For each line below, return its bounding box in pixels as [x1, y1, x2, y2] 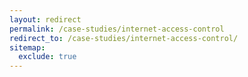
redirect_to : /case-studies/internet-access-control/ [9, 33, 239, 43]
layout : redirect [9, 14, 82, 25]
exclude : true [18, 52, 77, 62]
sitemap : [9, 42, 46, 53]
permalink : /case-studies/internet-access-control [9, 24, 225, 34]
